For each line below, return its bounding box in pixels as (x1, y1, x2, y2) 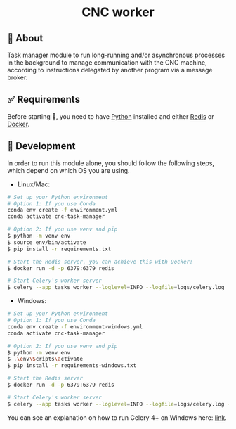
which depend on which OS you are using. (7, 166, 130, 174)
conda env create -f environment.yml (7, 207, 118, 214)
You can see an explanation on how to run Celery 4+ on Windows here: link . (7, 413, 227, 422)
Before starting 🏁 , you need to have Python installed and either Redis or (7, 112, 214, 120)
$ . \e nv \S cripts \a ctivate (7, 356, 83, 363)
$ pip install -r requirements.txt (7, 245, 112, 252)
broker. (7, 73, 28, 82)
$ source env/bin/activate (7, 238, 86, 246)
